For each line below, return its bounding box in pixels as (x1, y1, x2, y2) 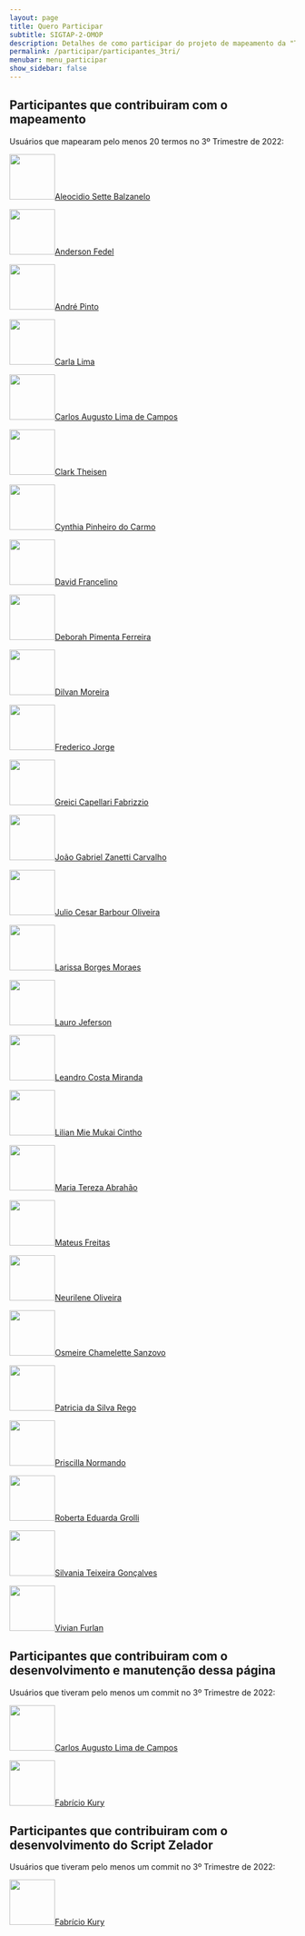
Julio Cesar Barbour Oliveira (54, 906, 161, 917)
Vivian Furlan (54, 1622, 104, 1633)
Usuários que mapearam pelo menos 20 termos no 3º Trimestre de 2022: (9, 135, 284, 146)
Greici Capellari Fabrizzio (54, 796, 149, 807)
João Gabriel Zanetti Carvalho (54, 851, 167, 863)
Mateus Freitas (54, 1237, 111, 1248)
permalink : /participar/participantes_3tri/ (9, 47, 181, 56)
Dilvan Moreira (54, 686, 110, 697)
